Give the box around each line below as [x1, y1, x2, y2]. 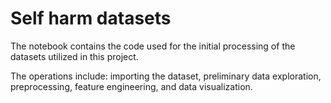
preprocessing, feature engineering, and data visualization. [10, 80, 253, 92]
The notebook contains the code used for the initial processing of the [10, 40, 296, 52]
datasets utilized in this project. [10, 50, 139, 62]
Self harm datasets [10, 7, 172, 30]
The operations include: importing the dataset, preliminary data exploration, [10, 70, 322, 82]
